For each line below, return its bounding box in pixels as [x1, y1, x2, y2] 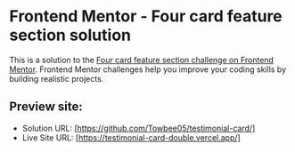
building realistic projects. [9, 73, 104, 84]
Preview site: [9, 100, 83, 115]
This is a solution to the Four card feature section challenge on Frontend [9, 54, 275, 65]
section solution [9, 25, 132, 45]
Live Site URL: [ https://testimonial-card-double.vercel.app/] [21, 132, 241, 143]
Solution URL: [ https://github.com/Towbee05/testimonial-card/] [21, 123, 256, 133]
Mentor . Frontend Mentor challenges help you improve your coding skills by [9, 64, 287, 75]
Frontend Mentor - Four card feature [9, 6, 283, 27]
